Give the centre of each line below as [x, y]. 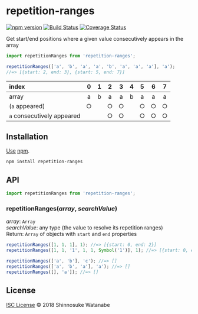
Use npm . [18, 151]
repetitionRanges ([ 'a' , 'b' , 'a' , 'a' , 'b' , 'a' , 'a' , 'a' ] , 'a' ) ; [91, 66]
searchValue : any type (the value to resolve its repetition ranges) [85, 228]
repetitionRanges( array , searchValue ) [62, 208]
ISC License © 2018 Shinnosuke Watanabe [58, 305]
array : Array [21, 221]
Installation [27, 136]
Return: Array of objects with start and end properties [72, 234]
